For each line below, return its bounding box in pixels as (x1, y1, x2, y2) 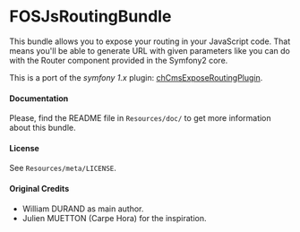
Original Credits (9, 183, 70, 193)
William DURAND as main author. (21, 203, 144, 214)
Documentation (9, 92, 69, 104)
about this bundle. (9, 123, 76, 133)
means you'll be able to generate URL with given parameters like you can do (9, 45, 291, 56)
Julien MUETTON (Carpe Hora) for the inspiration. (21, 212, 208, 223)
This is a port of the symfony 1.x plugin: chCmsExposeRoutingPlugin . (9, 72, 263, 82)
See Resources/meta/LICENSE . (9, 163, 116, 174)
